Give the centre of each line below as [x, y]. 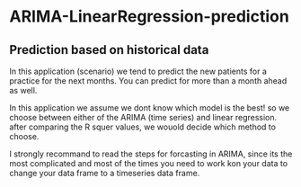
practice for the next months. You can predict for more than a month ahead [148, 81]
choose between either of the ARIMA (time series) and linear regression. [143, 117]
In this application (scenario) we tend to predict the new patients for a [138, 71]
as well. [23, 90]
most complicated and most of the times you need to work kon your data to [149, 163]
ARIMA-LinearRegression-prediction [149, 17]
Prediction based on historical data [109, 50]
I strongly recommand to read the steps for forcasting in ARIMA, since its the [151, 154]
